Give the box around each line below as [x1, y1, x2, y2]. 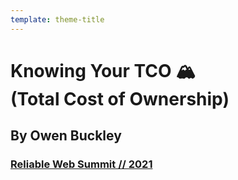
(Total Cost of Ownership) [10, 87, 230, 110]
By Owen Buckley [10, 127, 122, 145]
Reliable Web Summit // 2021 [10, 157, 153, 171]
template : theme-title [10, 14, 105, 25]
